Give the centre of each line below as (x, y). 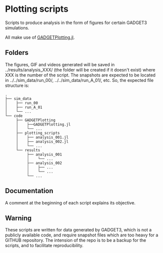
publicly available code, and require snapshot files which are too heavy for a (82, 235)
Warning (18, 218)
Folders (17, 53)
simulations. (17, 27)
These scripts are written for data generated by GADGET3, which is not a (79, 230)
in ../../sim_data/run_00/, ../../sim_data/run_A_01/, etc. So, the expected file (79, 80)
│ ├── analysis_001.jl (42, 137)
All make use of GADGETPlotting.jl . (40, 37)
